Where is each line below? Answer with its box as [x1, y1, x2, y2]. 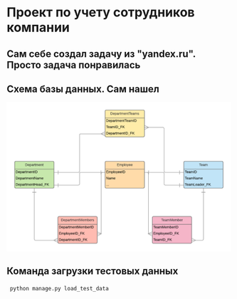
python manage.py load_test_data [9, 285, 110, 293]
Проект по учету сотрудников [6, 4, 195, 21]
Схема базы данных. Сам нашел [6, 83, 159, 95]
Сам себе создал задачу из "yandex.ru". [6, 48, 196, 60]
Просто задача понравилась [6, 58, 141, 71]
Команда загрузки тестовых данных [6, 265, 179, 277]
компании [6, 19, 70, 36]
